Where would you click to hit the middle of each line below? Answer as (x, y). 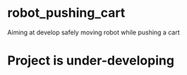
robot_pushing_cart (66, 13)
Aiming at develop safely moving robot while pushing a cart (93, 32)
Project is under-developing (91, 61)
